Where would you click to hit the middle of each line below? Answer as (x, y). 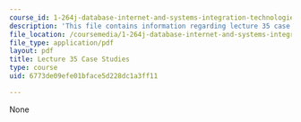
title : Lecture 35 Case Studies (69, 59)
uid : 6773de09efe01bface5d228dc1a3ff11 (84, 76)
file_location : (38, 34)
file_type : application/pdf (62, 43)
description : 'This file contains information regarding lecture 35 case (150, 26)
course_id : (30, 17)
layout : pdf (31, 51)
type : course (34, 68)
